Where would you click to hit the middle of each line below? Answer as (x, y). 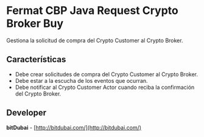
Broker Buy (35, 23)
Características (36, 59)
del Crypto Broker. (38, 93)
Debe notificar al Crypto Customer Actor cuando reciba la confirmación (105, 87)
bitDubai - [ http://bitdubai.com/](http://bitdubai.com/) (74, 127)
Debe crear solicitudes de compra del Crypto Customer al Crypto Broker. (107, 74)
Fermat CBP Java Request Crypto (92, 11)
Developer (26, 113)
